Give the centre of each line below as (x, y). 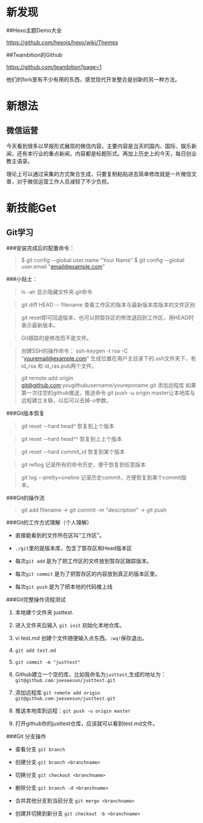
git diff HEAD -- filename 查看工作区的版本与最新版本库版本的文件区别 (108, 304)
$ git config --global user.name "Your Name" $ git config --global (103, 260)
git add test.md (35, 651)
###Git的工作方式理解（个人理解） (49, 522)
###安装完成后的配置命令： (40, 248)
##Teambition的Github (34, 54)
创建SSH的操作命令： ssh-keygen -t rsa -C (74, 351)
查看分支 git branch (40, 749)
